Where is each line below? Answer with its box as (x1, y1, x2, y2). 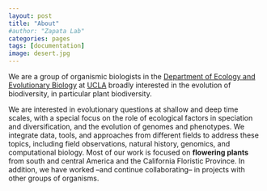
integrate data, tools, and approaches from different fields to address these (8, 130, 259, 140)
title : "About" (8, 19, 60, 28)
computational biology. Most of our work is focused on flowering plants (8, 147, 249, 157)
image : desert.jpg (8, 49, 70, 57)
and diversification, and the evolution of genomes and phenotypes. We (8, 122, 245, 131)
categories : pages (8, 34, 70, 43)
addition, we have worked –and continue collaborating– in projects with (8, 165, 245, 174)
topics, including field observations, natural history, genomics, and (8, 139, 231, 148)
